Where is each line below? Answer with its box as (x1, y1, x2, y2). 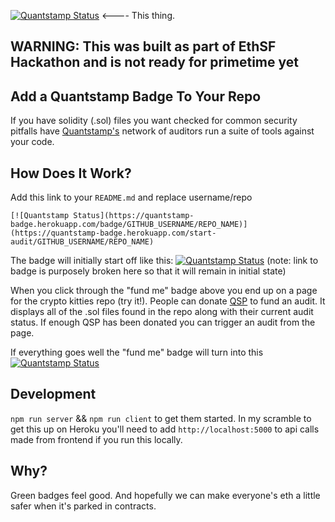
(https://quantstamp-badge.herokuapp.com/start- (10, 228, 217, 239)
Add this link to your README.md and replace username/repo (10, 191, 253, 204)
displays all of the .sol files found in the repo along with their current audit (10, 306, 314, 318)
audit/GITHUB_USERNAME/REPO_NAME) (10, 237, 155, 247)
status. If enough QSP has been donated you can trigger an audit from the (10, 316, 316, 329)
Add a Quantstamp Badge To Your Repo (10, 88, 262, 105)
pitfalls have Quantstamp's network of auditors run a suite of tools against (10, 125, 315, 137)
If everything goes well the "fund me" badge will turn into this (10, 346, 264, 359)
